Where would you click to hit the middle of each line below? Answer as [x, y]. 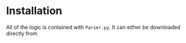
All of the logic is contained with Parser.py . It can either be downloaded [93, 27]
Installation [34, 11]
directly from [22, 33]
